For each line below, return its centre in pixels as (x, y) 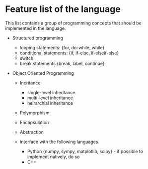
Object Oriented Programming (43, 73)
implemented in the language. (36, 28)
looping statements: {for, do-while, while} (62, 47)
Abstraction (32, 132)
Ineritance (30, 83)
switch (27, 58)
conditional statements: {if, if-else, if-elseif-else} (69, 53)
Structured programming (37, 38)
